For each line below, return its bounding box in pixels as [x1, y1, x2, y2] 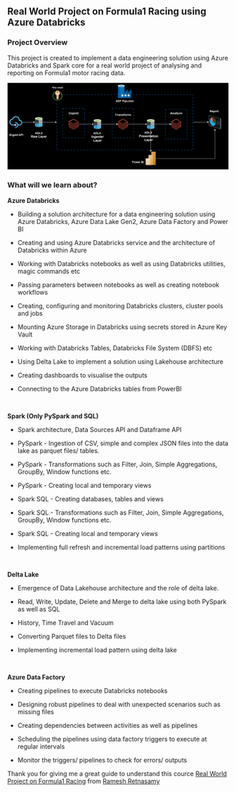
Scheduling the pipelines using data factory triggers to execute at [17, 734, 207, 743]
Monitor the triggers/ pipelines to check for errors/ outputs [17, 755, 188, 764]
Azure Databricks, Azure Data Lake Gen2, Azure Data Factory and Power [17, 217, 228, 225]
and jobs [17, 309, 44, 317]
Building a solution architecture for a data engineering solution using [17, 210, 216, 218]
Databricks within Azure [17, 246, 87, 254]
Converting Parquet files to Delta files [17, 632, 126, 640]
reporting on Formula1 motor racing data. [7, 68, 126, 77]
